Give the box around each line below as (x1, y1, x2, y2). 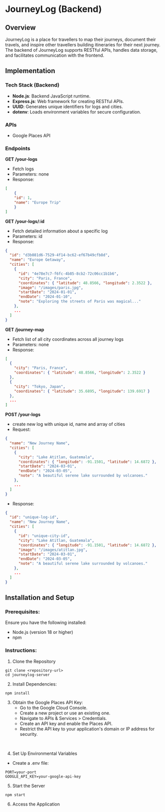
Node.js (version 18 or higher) (12, 629, 74, 635)
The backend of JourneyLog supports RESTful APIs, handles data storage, (5, 47, 158, 53)
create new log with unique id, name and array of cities (12, 421, 125, 427)
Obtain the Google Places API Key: (12, 699, 83, 705)
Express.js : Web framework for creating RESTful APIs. (12, 98, 124, 104)
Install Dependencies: (12, 681, 57, 687)
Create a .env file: (12, 760, 49, 766)
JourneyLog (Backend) (5, 3, 102, 15)
